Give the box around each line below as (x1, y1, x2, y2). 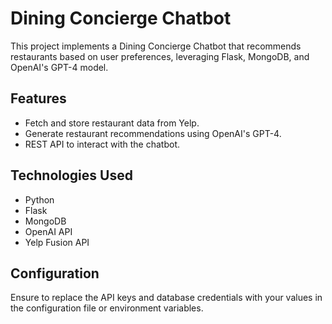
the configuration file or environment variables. (10, 302, 204, 314)
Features (10, 90, 67, 107)
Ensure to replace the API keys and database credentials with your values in (10, 292, 323, 304)
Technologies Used (10, 167, 133, 184)
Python (24, 193, 55, 206)
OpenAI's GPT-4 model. (10, 61, 109, 73)
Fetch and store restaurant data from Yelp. (24, 117, 200, 129)
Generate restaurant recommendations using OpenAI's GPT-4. (24, 127, 282, 139)
